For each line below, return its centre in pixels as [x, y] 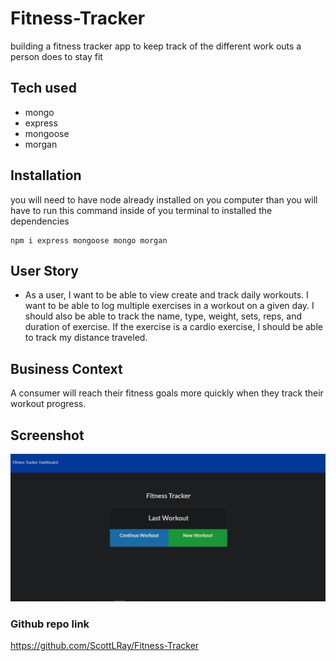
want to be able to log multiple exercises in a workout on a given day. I [169, 306]
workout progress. [48, 404]
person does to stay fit [56, 56]
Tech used [43, 88]
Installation [46, 175]
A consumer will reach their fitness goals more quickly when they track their [167, 393]
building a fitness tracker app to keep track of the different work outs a [156, 46]
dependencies [40, 221]
